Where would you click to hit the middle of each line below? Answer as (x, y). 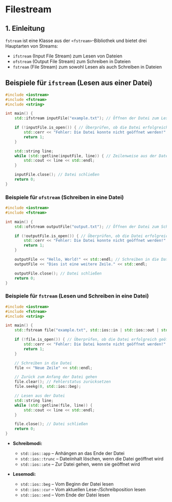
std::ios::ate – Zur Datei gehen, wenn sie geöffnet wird (80, 464)
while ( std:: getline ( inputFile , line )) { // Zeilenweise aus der (86, 156)
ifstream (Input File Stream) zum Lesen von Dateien (68, 56)
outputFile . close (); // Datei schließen (58, 273)
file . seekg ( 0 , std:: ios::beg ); (48, 387)
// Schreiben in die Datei (43, 363)
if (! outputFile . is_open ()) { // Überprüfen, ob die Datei (79, 236)
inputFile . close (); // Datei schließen (57, 175)
